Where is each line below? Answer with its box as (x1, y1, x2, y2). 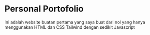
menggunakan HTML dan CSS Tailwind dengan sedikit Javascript (4, 24, 135, 30)
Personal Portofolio (4, 3, 84, 14)
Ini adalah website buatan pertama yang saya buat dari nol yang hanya (4, 19, 146, 25)
